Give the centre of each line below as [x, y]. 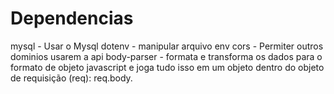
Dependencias [72, 18]
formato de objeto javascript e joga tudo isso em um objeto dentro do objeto [167, 67]
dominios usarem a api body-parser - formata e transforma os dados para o [166, 56]
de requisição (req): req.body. [71, 78]
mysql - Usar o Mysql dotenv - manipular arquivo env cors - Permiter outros [167, 46]
